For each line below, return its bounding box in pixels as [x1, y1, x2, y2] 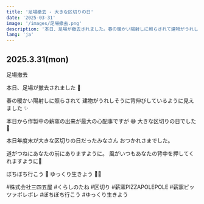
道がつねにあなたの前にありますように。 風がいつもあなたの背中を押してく [6, 150, 195, 157]
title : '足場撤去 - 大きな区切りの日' [6, 9, 94, 15]
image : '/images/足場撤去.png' [6, 20, 82, 26]
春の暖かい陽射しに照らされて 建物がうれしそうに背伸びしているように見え [6, 97, 195, 104]
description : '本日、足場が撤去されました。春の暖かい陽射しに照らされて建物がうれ [6, 26, 194, 32]
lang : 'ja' [6, 32, 34, 38]
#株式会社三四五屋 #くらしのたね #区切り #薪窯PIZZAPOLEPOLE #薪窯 [6, 183, 185, 191]
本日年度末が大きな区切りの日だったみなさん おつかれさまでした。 [6, 136, 174, 144]
